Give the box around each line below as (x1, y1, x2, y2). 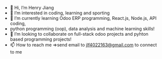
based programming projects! (10, 36, 72, 42)
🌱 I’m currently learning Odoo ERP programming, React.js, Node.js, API (10, 15, 157, 21)
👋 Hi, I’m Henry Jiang (10, 5, 54, 10)
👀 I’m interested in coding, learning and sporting (10, 10, 110, 16)
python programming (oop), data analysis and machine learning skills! (10, 26, 155, 32)
